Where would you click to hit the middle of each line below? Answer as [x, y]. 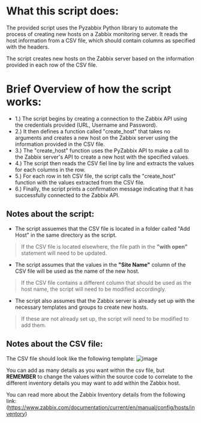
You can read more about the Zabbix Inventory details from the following [96, 394]
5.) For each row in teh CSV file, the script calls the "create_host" [95, 176]
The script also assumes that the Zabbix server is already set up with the [105, 300]
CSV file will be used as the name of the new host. [77, 271]
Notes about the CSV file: [55, 344]
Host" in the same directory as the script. [66, 235]
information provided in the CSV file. [60, 144]
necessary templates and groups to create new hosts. [81, 307]
